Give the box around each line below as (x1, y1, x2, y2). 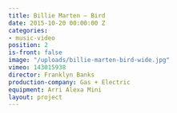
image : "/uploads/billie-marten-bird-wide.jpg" (8, 56, 171, 64)
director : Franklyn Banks (8, 71, 95, 79)
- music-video (8, 33, 56, 42)
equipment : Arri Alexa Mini (8, 85, 103, 94)
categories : (8, 26, 48, 34)
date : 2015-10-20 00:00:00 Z (8, 19, 106, 27)
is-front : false (8, 49, 62, 56)
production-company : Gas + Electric (8, 78, 131, 86)
